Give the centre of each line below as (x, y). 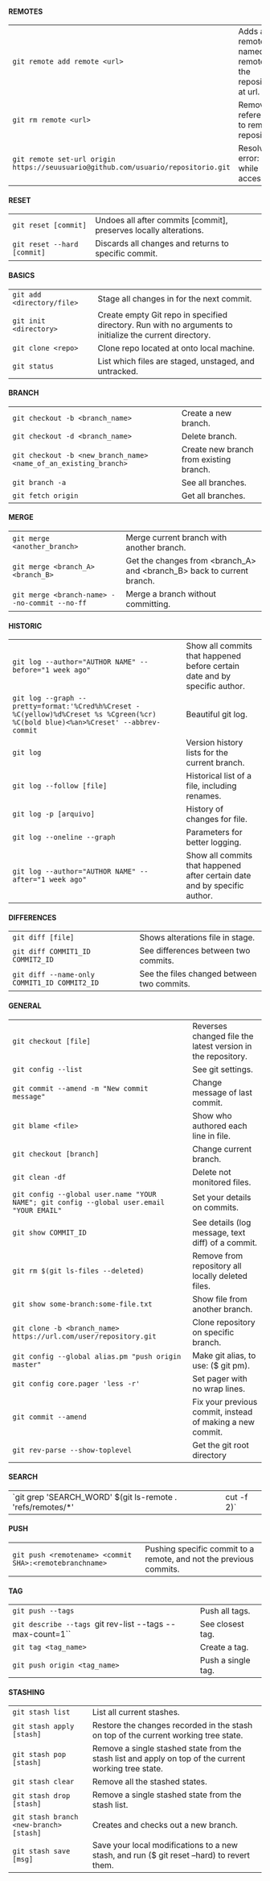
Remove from (218, 1256)
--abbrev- (142, 723)
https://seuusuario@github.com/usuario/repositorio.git (121, 168)
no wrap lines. (219, 1389)
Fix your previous (225, 1401)
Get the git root (221, 1445)
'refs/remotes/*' (43, 1507)
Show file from (220, 1299)
